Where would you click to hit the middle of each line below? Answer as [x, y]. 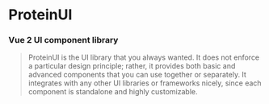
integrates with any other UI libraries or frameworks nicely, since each [145, 83]
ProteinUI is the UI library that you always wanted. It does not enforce [144, 57]
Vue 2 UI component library [63, 40]
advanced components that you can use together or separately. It [137, 75]
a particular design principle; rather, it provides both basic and [132, 66]
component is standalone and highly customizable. [113, 92]
